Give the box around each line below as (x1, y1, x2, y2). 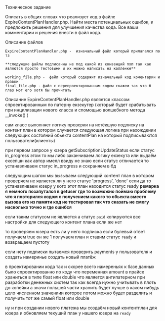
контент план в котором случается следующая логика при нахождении (5, 127, 157, 133)
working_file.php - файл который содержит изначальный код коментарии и (5, 75, 161, 80)
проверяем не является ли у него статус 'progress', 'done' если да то (5, 178, 152, 184)
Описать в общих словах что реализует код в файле (5, 14, 116, 19)
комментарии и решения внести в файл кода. (5, 30, 102, 35)
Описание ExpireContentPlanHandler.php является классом (5, 97, 130, 102)
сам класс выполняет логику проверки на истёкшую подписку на (5, 122, 145, 128)
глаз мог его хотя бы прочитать (5, 88, 72, 93)
